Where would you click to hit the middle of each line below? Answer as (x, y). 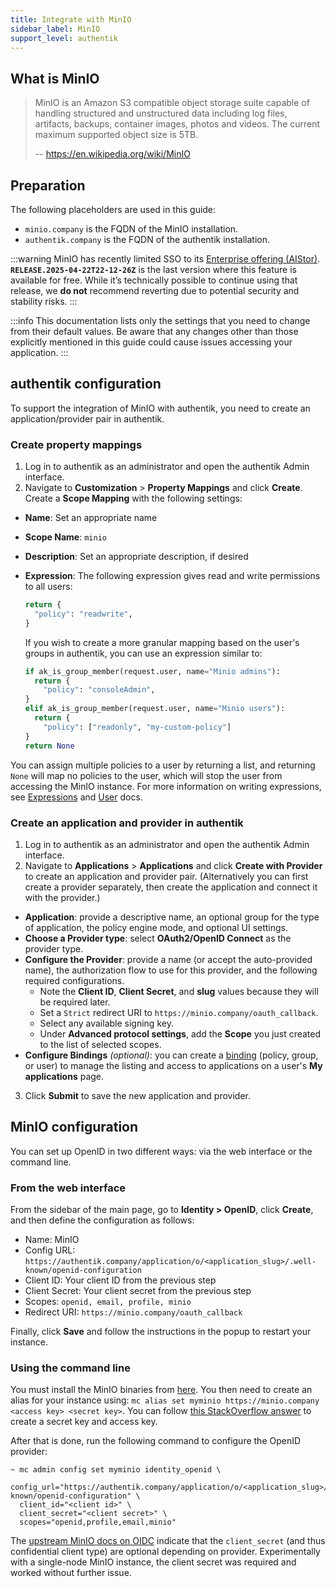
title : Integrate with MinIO (71, 19)
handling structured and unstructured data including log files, (161, 113)
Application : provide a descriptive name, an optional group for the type (172, 917)
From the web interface (68, 1188)
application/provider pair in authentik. (87, 418)
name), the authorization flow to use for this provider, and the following (171, 970)
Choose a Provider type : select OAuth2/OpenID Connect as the (158, 938)
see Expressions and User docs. (76, 797)
